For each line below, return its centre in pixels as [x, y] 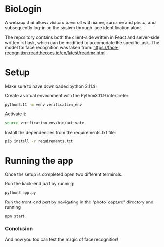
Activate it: [16, 114]
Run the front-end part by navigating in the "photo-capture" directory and [79, 202]
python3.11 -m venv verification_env [44, 104]
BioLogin [23, 9]
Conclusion [19, 229]
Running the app [39, 161]
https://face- [106, 47]
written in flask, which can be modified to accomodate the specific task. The [82, 42]
